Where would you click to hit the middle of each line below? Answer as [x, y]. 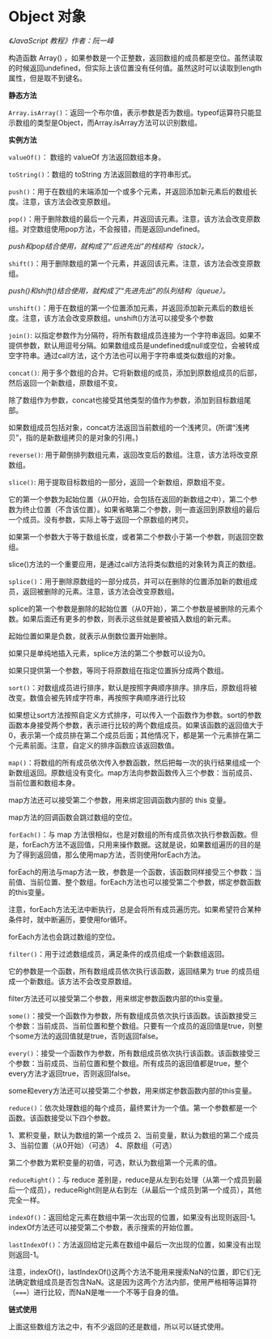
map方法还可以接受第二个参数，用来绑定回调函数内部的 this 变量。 [119, 800]
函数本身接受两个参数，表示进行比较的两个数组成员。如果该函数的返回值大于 [136, 725]
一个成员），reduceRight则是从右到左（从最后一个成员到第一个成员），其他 [138, 1190]
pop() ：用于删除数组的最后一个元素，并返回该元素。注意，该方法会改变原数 [134, 219]
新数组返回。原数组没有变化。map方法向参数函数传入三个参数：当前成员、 [133, 772]
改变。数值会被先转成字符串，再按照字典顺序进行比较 [97, 697]
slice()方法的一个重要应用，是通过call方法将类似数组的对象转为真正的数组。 [134, 564]
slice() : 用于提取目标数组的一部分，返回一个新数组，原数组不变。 [119, 482]
